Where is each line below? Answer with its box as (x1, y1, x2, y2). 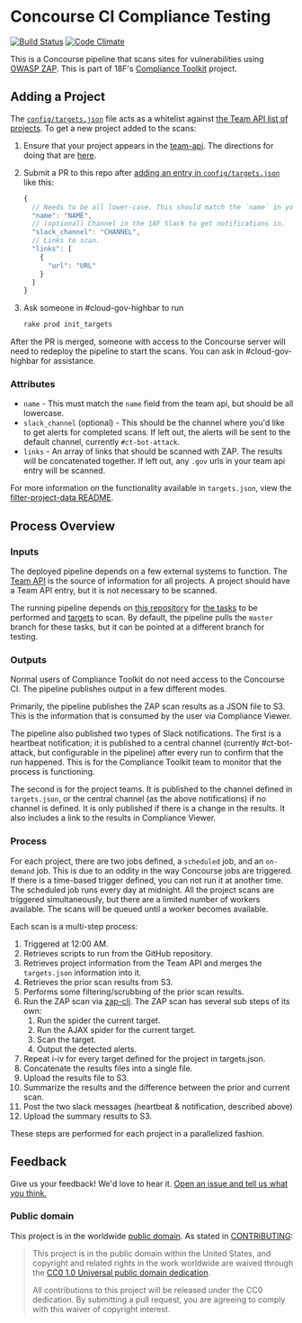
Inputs (10, 545, 40, 557)
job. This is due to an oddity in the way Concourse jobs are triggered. (36, 865, 293, 875)
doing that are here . (22, 150, 97, 160)
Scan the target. (36, 1034, 97, 1045)
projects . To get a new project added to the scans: (10, 122, 197, 133)
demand (10, 866, 35, 875)
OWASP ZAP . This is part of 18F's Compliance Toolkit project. (10, 63, 237, 74)
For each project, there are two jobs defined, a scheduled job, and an (10, 856, 264, 866)
